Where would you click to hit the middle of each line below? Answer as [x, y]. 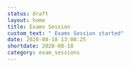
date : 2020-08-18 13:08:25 [47, 40]
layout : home [26, 20]
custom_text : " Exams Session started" [66, 33]
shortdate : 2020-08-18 [40, 46]
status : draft [28, 14]
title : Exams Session [39, 27]
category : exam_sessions [44, 53]
